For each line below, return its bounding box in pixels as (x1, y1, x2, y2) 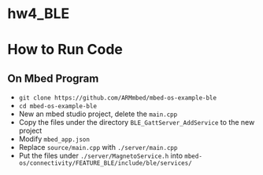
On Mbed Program (7, 71, 99, 85)
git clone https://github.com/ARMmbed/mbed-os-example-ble (18, 94, 217, 102)
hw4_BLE (7, 5, 70, 23)
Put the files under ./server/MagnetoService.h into (18, 151, 183, 161)
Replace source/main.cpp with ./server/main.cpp (18, 143, 178, 152)
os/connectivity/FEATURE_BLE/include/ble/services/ (18, 159, 192, 167)
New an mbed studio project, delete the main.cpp (18, 109, 178, 118)
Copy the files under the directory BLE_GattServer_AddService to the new (18, 118, 255, 127)
